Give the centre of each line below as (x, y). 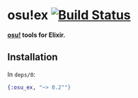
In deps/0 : (21, 74)
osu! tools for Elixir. (36, 35)
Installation (33, 57)
